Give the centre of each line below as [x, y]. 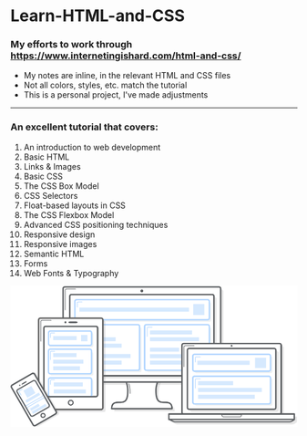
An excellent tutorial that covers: [84, 127]
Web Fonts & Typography [71, 273]
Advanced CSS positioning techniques [96, 224]
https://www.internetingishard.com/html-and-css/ [126, 56]
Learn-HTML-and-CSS [98, 16]
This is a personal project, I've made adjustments [116, 95]
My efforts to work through [72, 45]
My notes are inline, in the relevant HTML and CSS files [127, 76]
